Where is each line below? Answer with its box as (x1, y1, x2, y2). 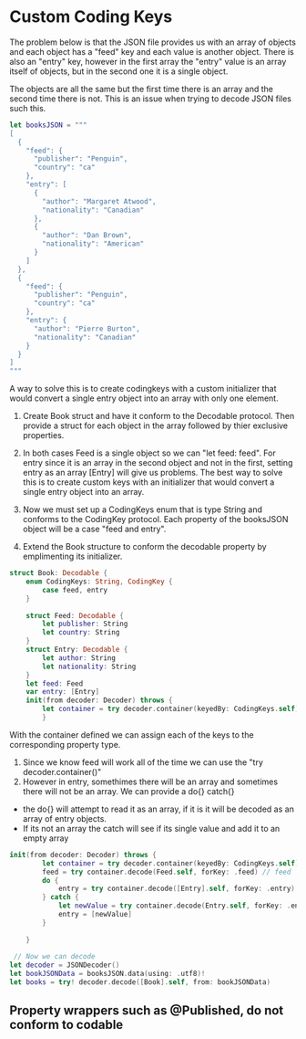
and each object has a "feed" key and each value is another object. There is (9, 46, 294, 57)
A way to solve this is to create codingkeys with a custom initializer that (9, 383, 277, 394)
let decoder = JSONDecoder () (9, 960, 120, 970)
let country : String (42, 628, 120, 637)
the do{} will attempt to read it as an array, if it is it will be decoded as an (22, 803, 294, 814)
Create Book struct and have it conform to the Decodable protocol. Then (22, 411, 295, 422)
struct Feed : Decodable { (25, 611, 125, 620)
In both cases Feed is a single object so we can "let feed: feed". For (22, 447, 276, 458)
